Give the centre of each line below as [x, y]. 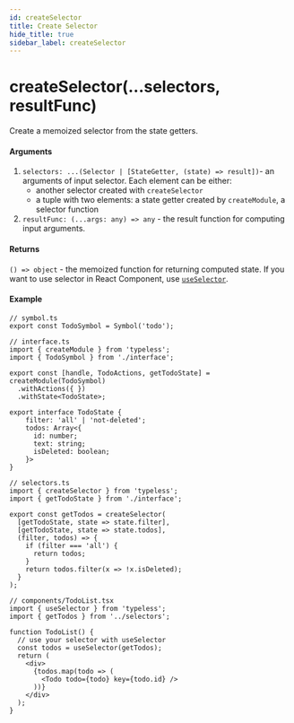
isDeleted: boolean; [71, 451]
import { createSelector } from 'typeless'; [94, 491]
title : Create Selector [54, 26]
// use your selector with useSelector [92, 640]
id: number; [55, 436]
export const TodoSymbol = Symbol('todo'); [92, 326]
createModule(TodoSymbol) [57, 381]
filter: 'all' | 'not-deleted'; [86, 420]
